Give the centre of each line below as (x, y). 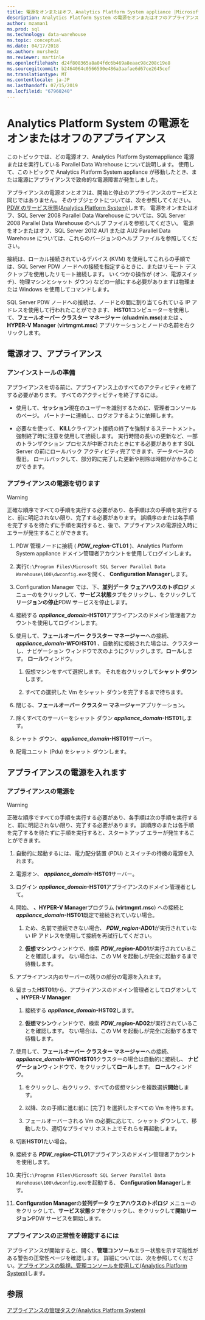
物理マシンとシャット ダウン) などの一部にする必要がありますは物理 (105, 282)
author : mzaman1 (27, 23)
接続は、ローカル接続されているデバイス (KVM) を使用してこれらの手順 (96, 259)
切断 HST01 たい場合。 (43, 1141)
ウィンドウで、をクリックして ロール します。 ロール (107, 1067)
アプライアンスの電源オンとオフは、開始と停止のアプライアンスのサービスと (102, 192)
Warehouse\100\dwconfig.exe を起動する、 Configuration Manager (98, 1183)
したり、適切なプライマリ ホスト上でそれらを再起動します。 (105, 1129)
